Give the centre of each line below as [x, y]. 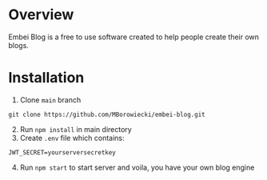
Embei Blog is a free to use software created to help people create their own [134, 37]
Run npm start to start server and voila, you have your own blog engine [137, 167]
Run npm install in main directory [76, 129]
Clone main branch [50, 100]
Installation [46, 78]
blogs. [19, 45]
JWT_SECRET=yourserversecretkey [62, 152]
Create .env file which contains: [72, 138]
